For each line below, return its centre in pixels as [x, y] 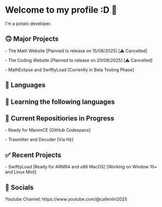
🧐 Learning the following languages [60, 102]
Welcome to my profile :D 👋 [61, 10]
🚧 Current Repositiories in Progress [60, 118]
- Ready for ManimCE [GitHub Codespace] [48, 130]
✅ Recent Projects [33, 155]
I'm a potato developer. [28, 23]
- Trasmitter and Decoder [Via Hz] [39, 139]
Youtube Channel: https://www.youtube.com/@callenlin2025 [66, 199]
